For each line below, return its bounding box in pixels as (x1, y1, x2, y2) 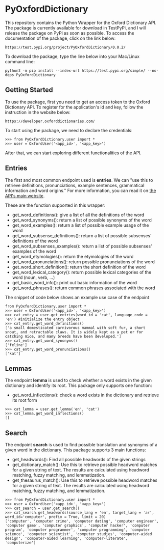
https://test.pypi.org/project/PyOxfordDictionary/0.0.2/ (5, 45, 126, 50)
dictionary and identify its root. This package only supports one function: (5, 383, 152, 388)
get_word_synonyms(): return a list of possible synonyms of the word (12, 217, 152, 223)
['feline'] (5, 342, 27, 347)
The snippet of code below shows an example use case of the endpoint (5, 294, 149, 300)
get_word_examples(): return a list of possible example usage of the (12, 222, 149, 228)
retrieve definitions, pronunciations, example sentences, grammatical (5, 182, 144, 188)
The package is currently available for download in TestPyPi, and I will (5, 25, 146, 30)
